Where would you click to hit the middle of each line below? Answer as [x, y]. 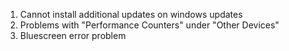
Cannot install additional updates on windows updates [131, 14]
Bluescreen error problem [73, 35]
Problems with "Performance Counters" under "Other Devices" [149, 25]
